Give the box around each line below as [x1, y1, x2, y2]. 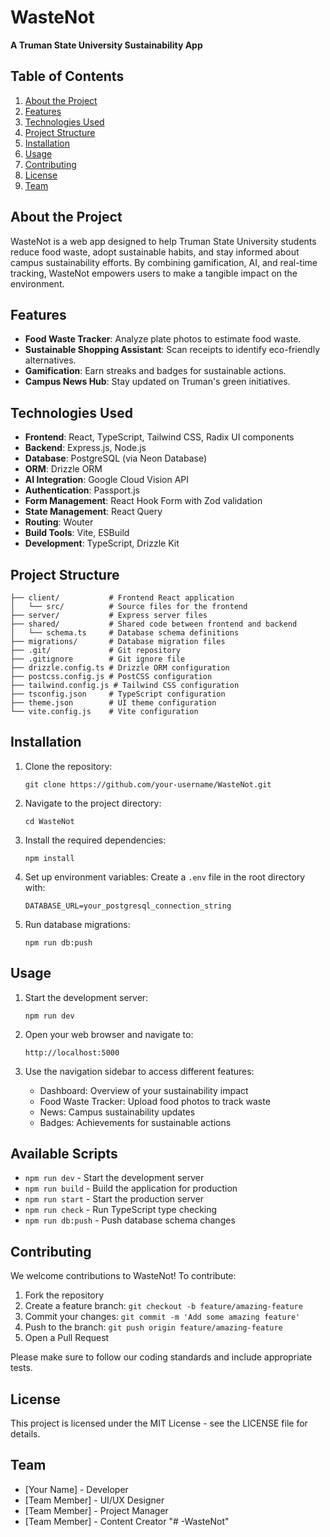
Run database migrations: [24, 918, 131, 930]
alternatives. [24, 354, 77, 366]
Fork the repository [24, 1289, 105, 1301]
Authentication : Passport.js [24, 484, 140, 496]
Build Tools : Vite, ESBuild [24, 527, 130, 539]
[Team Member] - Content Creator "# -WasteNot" [24, 1515, 230, 1527]
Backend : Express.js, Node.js [24, 442, 147, 454]
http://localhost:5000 [24, 1047, 120, 1058]
